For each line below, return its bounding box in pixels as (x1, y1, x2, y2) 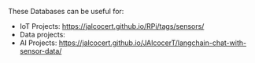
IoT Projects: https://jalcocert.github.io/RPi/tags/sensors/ (19, 22, 205, 30)
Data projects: (19, 30, 65, 39)
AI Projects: (19, 38, 57, 47)
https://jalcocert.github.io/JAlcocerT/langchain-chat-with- (58, 38, 246, 47)
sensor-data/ (19, 47, 62, 55)
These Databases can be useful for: (8, 7, 124, 16)
